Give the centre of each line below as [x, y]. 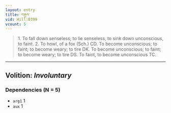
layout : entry [20, 10]
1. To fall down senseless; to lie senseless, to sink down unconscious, [91, 39]
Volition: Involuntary [38, 75]
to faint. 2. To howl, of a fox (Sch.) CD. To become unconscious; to [88, 44]
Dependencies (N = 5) [33, 90]
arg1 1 [19, 101]
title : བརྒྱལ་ [18, 15]
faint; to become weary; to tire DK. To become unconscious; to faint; [89, 49]
